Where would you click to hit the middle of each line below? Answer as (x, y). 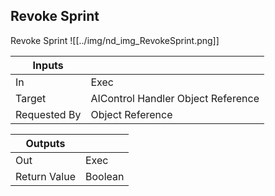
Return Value (45, 176)
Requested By (48, 114)
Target (31, 98)
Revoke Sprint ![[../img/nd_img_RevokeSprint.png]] (115, 40)
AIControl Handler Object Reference (175, 98)
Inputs (48, 65)
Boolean (104, 176)
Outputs (45, 143)
